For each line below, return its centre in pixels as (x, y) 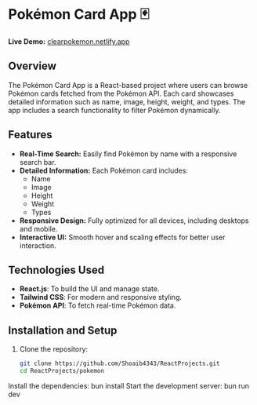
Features (30, 135)
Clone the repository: (54, 349)
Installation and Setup (63, 330)
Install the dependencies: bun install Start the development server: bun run (128, 385)
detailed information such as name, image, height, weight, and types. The (127, 101)
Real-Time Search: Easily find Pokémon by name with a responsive (128, 154)
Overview (33, 66)
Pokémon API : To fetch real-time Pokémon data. (98, 305)
